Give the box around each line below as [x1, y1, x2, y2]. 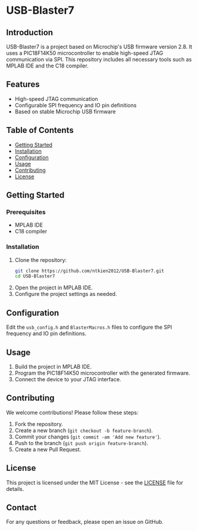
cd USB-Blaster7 [14, 273, 55, 279]
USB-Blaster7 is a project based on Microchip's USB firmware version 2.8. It [6, 43, 193, 50]
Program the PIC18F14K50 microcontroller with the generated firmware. [14, 369, 190, 376]
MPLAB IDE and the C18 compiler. [6, 62, 89, 69]
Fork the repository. [14, 420, 64, 427]
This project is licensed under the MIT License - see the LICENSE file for [6, 478, 183, 486]
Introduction [6, 27, 54, 38]
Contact [6, 502, 37, 513]
